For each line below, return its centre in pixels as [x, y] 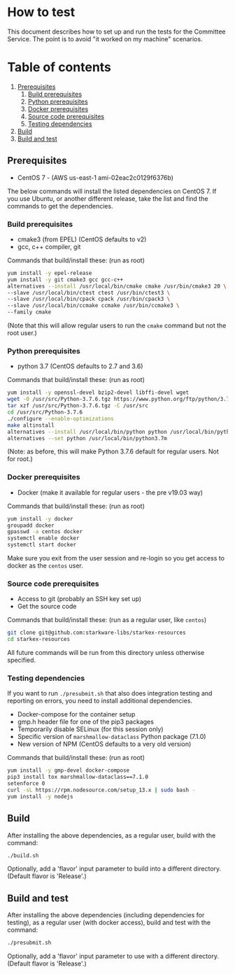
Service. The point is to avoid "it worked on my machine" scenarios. [105, 38]
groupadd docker [31, 525]
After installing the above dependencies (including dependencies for [106, 915]
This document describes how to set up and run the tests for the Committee [116, 31]
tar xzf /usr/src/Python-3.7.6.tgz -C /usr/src [78, 406]
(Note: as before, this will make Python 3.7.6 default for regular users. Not [113, 451]
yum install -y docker [40, 518]
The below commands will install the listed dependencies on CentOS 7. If [112, 191]
